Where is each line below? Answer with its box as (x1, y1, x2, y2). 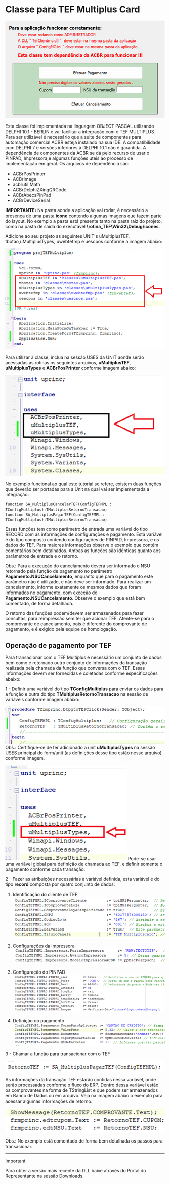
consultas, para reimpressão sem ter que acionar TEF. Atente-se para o (5, 616, 154, 622)
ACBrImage (12, 176, 37, 182)
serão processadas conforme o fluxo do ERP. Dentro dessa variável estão (5, 1082, 159, 1088)
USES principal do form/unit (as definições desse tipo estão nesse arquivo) (5, 750, 162, 756)
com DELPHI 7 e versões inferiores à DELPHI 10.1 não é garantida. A (5, 145, 146, 151)
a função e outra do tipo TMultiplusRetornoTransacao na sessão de (5, 691, 148, 697)
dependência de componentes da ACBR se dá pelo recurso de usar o (5, 150, 150, 156)
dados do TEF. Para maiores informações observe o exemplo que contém (5, 542, 158, 548)
